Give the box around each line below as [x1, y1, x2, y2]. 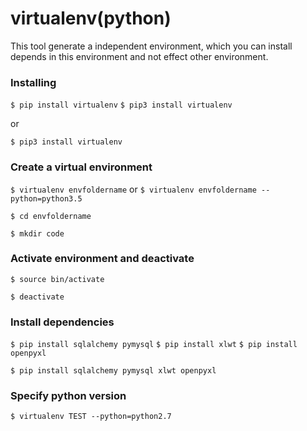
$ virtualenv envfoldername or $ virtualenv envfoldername [10, 183, 257, 195]
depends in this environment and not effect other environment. [10, 50, 269, 62]
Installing [10, 75, 57, 89]
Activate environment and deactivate [10, 252, 195, 266]
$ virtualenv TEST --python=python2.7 [10, 412, 172, 422]
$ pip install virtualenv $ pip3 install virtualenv [10, 100, 233, 111]
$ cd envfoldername [10, 211, 92, 221]
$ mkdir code [10, 228, 65, 239]
